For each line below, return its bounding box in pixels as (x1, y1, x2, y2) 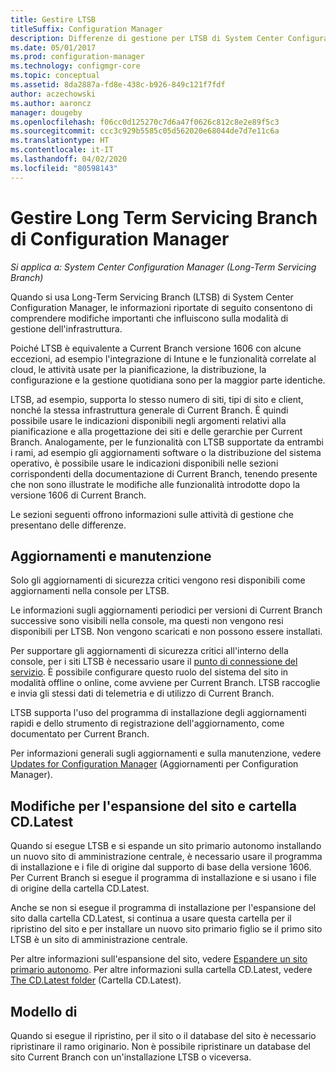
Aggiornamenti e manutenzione (10, 547, 212, 565)
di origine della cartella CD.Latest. (10, 882, 150, 895)
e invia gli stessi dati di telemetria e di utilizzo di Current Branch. (10, 687, 275, 700)
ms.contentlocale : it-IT (10, 145, 114, 155)
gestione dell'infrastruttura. (10, 322, 123, 335)
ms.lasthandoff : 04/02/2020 (10, 154, 128, 164)
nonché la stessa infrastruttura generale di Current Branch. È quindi (10, 404, 289, 416)
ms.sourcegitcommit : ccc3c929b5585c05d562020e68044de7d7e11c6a (10, 126, 280, 136)
